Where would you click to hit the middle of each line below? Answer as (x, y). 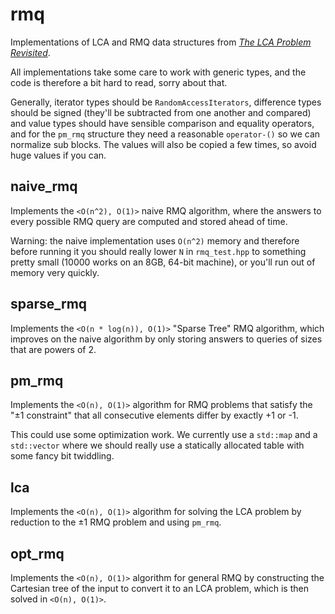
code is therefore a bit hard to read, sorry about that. (119, 82)
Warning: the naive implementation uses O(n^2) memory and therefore (155, 240)
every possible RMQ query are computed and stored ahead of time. (149, 221)
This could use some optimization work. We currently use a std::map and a (164, 435)
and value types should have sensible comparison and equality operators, (162, 123)
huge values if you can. (58, 155)
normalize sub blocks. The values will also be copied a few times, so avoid (163, 144)
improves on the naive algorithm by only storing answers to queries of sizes (166, 339)
